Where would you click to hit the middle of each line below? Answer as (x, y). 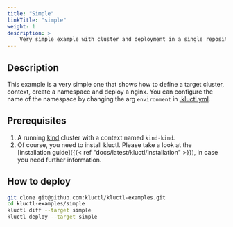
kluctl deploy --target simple (52, 217)
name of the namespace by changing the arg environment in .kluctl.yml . (109, 99)
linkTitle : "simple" (37, 20)
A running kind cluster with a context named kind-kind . (96, 137)
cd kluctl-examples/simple (46, 204)
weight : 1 (21, 26)
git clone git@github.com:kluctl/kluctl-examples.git (87, 197)
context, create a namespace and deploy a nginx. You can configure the (110, 92)
